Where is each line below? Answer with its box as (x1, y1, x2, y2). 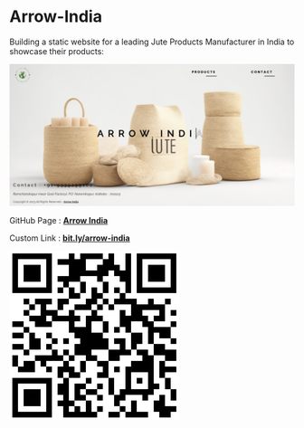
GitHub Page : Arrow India (9, 214, 109, 225)
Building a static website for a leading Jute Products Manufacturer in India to (9, 36, 295, 47)
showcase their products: (9, 45, 104, 56)
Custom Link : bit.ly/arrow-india (9, 233, 130, 243)
